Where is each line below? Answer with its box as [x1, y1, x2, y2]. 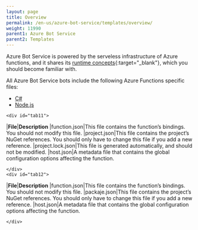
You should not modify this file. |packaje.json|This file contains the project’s [6, 188, 191, 195]
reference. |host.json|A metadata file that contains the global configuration [6, 201, 189, 208]
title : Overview [6, 14, 46, 20]
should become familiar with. [6, 66, 77, 72]
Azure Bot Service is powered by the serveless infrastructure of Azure [6, 53, 178, 60]
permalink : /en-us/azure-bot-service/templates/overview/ [6, 20, 153, 26]
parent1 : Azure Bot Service [6, 31, 76, 37]
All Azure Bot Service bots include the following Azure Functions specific [6, 77, 185, 84]
